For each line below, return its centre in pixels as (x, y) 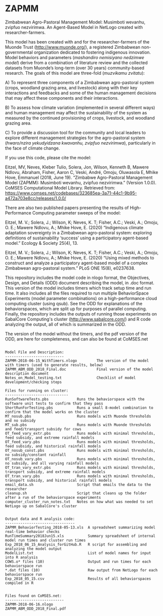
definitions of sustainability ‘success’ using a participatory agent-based (77, 238)
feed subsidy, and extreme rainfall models (50, 438)
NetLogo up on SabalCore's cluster (41, 506)
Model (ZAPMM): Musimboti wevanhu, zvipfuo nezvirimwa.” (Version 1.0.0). (81, 182)
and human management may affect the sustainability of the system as (76, 112)
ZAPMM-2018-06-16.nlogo (29, 604)
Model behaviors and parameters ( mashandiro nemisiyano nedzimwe (75, 57)
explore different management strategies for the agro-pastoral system (75, 138)
